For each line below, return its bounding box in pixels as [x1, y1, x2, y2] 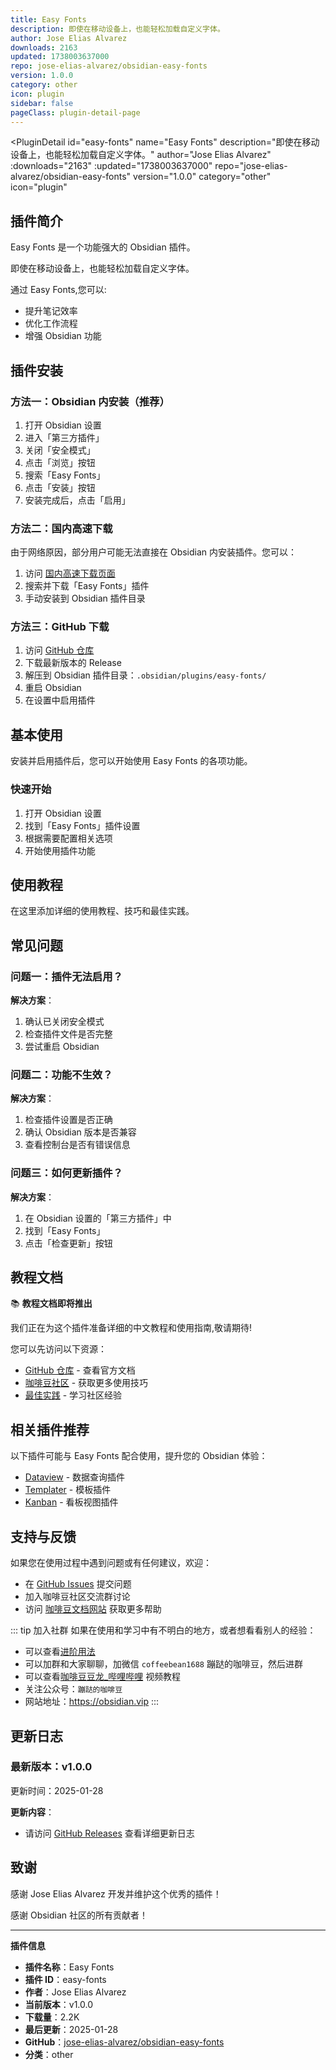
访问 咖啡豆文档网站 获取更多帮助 [24, 1603, 162, 1615]
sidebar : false [10, 98, 74, 108]
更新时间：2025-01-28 [10, 1784, 104, 1796]
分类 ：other [24, 2048, 74, 2060]
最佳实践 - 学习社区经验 [24, 1389, 123, 1401]
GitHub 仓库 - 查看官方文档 [24, 1364, 136, 1376]
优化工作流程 [24, 317, 78, 330]
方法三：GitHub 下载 [10, 620, 110, 634]
